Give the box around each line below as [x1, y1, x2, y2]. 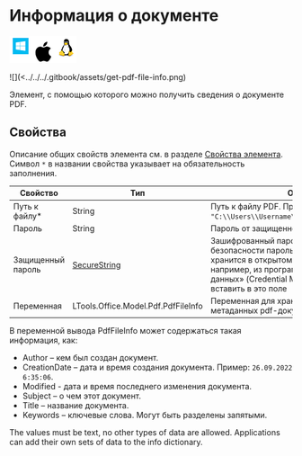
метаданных [210, 305, 259, 316]
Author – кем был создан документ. [22, 352, 159, 362]
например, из [210, 264, 262, 274]
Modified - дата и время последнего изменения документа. [22, 380, 253, 391]
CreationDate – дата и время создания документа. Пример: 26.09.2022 [22, 362, 293, 372]
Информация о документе [9, 5, 219, 26]
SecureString [72, 259, 121, 270]
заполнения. [9, 167, 58, 178]
